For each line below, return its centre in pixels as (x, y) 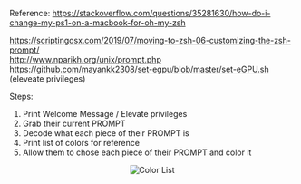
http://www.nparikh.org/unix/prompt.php (85, 59)
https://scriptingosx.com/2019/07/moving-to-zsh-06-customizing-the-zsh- (150, 40)
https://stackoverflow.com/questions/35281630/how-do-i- (161, 13)
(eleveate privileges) (48, 79)
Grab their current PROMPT (74, 123)
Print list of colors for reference (81, 143)
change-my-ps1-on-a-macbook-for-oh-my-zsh (97, 23)
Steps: (21, 96)
